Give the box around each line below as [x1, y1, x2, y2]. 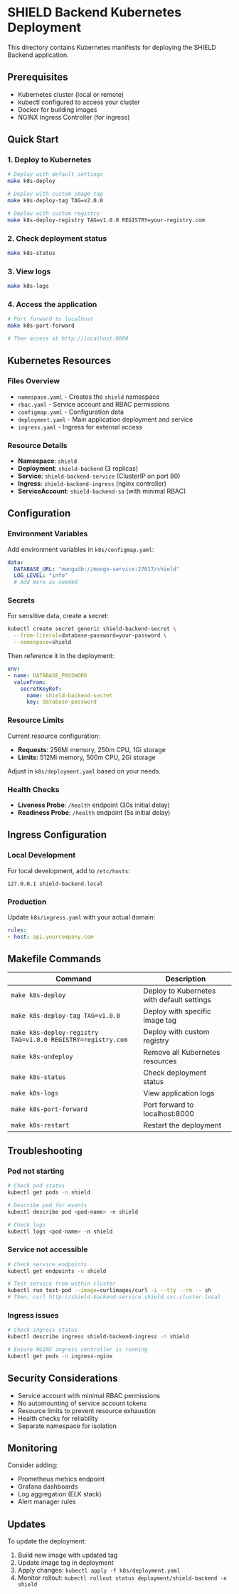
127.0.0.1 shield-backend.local [7, 880, 103, 887]
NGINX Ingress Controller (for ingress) [17, 113, 130, 121]
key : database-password [26, 699, 97, 706]
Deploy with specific [143, 1006, 211, 1016]
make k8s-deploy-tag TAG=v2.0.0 [7, 197, 103, 204]
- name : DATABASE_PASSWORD [7, 672, 87, 679]
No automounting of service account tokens [17, 1399, 147, 1407]
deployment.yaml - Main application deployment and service [17, 415, 193, 424]
